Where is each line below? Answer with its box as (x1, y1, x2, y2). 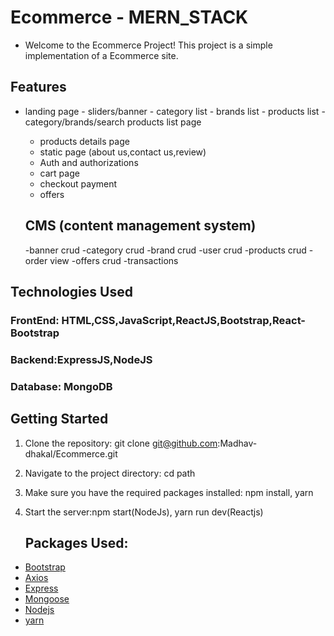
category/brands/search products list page (24, 116, 202, 128)
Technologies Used (10, 283, 133, 300)
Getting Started (10, 411, 109, 428)
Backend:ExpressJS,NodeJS (10, 352, 153, 366)
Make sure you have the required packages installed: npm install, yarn (24, 486, 314, 498)
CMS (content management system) (24, 217, 257, 235)
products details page (39, 135, 130, 147)
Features (10, 79, 67, 96)
